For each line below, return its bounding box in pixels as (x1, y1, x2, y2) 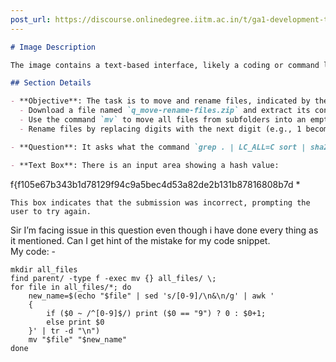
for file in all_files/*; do (10, 282, 132, 292)
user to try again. (10, 206, 92, 216)
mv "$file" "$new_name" (28, 334, 128, 345)
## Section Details (10, 78, 92, 88)
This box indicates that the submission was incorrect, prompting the (10, 197, 311, 208)
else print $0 (46, 317, 105, 327)
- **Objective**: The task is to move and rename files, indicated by (10, 96, 311, 106)
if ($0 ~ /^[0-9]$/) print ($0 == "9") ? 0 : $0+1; (46, 308, 267, 318)
